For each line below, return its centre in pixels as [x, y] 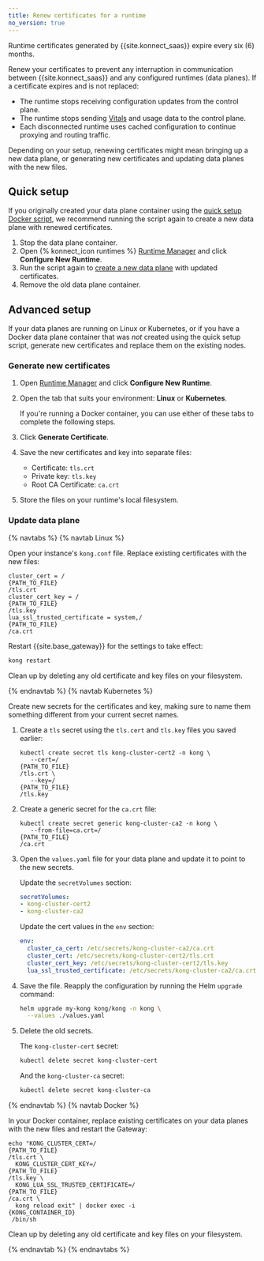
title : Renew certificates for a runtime [77, 15]
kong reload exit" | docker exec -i [75, 1206]
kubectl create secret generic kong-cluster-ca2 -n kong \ [119, 823]
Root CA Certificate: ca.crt [75, 485]
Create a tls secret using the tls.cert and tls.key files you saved [128, 730]
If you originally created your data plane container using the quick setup [125, 211]
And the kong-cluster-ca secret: [72, 1076]
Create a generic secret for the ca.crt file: [88, 809]
